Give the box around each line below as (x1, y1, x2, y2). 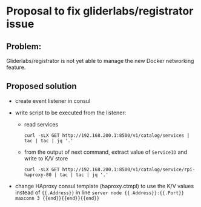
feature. (6, 64, 26, 71)
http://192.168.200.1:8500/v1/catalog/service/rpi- (62, 166, 196, 172)
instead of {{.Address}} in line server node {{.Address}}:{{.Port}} (15, 189, 185, 196)
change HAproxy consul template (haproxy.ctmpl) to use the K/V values (15, 182, 194, 189)
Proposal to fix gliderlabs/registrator (6, 4, 194, 18)
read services (24, 120, 59, 128)
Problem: (6, 41, 42, 51)
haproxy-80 (24, 171, 52, 178)
